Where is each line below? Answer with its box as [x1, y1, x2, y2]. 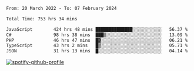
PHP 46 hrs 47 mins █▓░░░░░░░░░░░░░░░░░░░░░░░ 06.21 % [6, 37, 188, 43]
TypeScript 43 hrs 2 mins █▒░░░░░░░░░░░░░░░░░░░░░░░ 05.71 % [6, 42, 188, 49]
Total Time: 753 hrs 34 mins [6, 16, 78, 22]
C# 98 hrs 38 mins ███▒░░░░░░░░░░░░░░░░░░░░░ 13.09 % [6, 32, 188, 38]
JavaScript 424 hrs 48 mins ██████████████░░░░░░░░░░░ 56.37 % [6, 26, 188, 32]
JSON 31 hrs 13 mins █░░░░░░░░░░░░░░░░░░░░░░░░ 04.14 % [6, 48, 188, 54]
